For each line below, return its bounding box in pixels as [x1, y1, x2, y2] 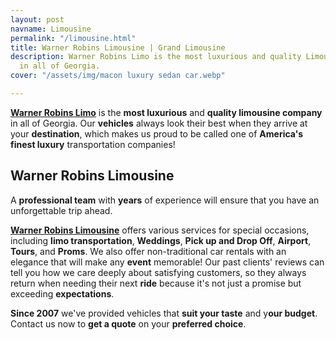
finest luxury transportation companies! [10, 138, 176, 150]
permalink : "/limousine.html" [10, 33, 137, 43]
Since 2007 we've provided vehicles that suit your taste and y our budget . [10, 307, 318, 319]
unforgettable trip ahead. [10, 204, 113, 216]
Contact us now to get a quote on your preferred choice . [10, 317, 247, 330]
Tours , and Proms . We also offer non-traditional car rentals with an [10, 245, 287, 257]
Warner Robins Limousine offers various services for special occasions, [10, 224, 310, 236]
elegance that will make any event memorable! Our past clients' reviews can [10, 256, 325, 268]
